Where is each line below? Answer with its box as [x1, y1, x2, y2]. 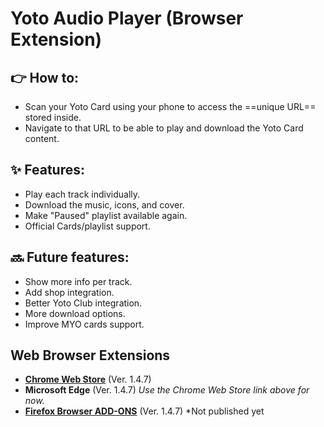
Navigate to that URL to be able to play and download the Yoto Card [24, 122, 304, 134]
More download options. [24, 307, 126, 319]
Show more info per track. [24, 275, 133, 287]
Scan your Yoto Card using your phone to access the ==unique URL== [24, 101, 317, 112]
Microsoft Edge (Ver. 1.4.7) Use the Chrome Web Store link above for [24, 384, 310, 396]
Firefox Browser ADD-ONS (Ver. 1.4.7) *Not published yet [24, 405, 265, 417]
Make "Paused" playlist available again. [24, 209, 188, 221]
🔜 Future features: [10, 249, 130, 266]
